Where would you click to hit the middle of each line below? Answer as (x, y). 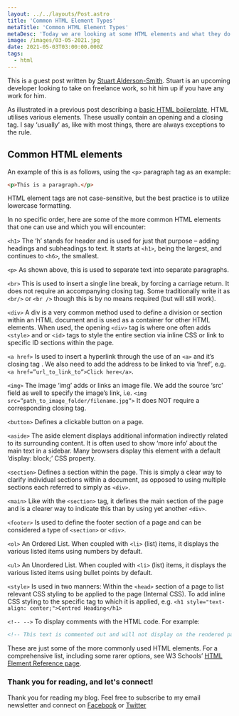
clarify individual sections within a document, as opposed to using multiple (117, 480)
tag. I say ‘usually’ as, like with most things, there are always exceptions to (116, 125)
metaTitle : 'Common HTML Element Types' (68, 27)
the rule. (20, 132)
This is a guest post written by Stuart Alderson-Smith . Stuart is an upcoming (119, 80)
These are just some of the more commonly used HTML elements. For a (113, 648)
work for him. (27, 95)
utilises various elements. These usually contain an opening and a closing (115, 117)
